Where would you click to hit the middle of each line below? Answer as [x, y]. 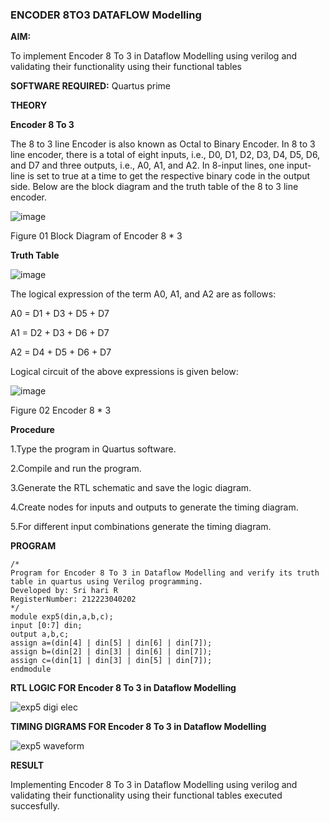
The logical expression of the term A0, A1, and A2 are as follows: [143, 294]
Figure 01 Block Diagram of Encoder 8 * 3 [96, 236]
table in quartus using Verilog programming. [106, 582]
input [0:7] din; [46, 626]
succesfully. [35, 806]
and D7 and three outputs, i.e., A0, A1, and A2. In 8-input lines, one [147, 165]
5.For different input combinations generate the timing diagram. [141, 527]
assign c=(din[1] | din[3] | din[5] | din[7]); [111, 661]
